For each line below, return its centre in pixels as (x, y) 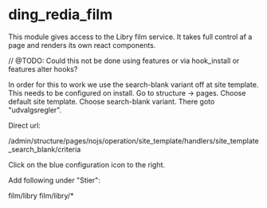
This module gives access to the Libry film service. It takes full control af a (130, 37)
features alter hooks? (43, 69)
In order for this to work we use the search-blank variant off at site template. (133, 84)
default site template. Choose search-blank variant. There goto (112, 101)
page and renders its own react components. (82, 45)
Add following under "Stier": (55, 180)
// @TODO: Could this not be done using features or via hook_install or (124, 61)
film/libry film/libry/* (41, 195)
